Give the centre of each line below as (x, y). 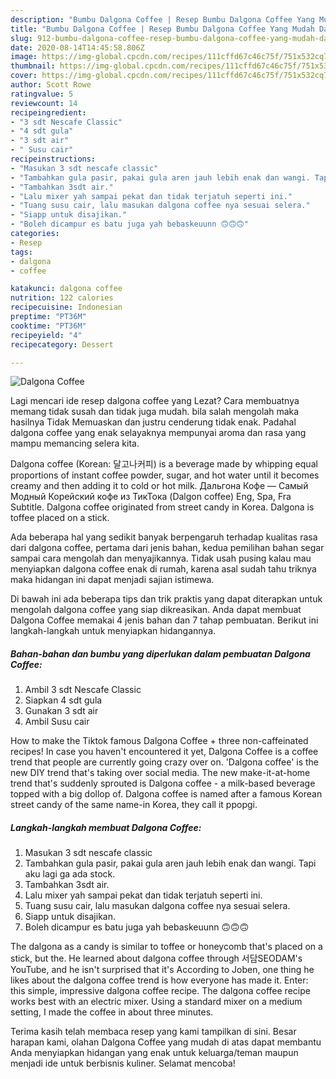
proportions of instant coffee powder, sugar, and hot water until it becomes (165, 475)
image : (24, 57)
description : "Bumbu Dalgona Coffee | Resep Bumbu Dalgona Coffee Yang (162, 19)
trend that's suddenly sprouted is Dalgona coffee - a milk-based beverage (163, 783)
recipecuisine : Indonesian (66, 307)
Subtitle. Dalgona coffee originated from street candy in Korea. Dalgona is (162, 507)
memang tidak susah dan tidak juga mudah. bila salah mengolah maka (155, 412)
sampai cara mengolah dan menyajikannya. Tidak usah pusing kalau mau (161, 558)
